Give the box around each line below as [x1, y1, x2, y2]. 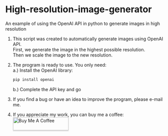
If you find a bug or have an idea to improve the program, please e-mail [12, 96, 163, 102]
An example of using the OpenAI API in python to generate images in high [5, 20, 160, 26]
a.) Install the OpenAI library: [12, 67, 73, 73]
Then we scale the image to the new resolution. [12, 52, 113, 58]
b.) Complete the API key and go [12, 86, 81, 92]
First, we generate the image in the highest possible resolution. [12, 46, 146, 52]
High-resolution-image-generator [5, 4, 152, 15]
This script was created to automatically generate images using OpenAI [12, 36, 163, 42]
